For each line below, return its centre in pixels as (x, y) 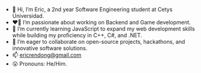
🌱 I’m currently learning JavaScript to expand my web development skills (103, 29)
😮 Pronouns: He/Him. (39, 64)
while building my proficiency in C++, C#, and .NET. (77, 35)
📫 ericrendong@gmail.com (47, 55)
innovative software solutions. (50, 48)
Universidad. (28, 16)
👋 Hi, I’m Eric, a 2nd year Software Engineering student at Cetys (92, 9)
